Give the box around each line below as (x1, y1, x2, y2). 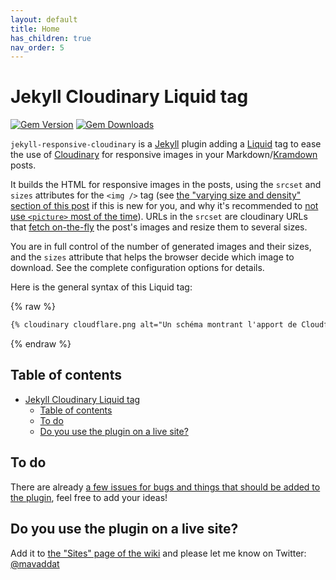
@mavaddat (10, 557, 60, 570)
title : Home (10, 24, 60, 34)
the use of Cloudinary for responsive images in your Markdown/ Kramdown (10, 149, 318, 161)
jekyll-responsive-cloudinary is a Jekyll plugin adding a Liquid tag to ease (10, 138, 322, 150)
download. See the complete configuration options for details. (10, 262, 265, 274)
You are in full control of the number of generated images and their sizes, (10, 241, 312, 253)
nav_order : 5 (10, 42, 65, 53)
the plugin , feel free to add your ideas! (10, 491, 168, 503)
